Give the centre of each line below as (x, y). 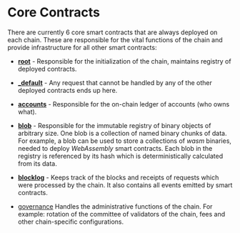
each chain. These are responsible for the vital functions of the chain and (115, 39)
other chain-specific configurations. (70, 222)
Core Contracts (54, 13)
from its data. (37, 163)
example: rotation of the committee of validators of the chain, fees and (121, 214)
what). (27, 111)
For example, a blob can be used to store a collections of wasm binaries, (125, 141)
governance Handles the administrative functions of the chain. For (115, 206)
